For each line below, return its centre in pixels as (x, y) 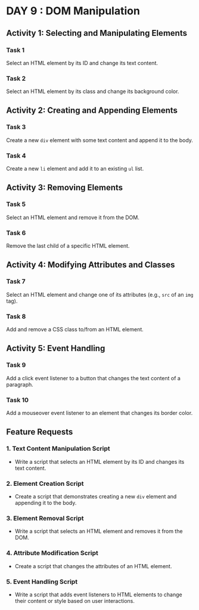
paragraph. (20, 384)
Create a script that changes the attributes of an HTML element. (93, 566)
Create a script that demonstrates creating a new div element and (96, 497)
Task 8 (16, 316)
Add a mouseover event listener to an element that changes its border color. (99, 413)
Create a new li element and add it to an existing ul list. (75, 169)
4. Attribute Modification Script (52, 553)
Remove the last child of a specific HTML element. (68, 246)
